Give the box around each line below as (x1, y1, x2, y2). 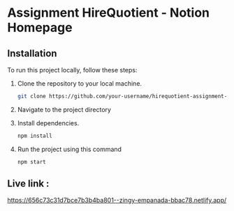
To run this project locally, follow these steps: (7, 66, 138, 74)
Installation (7, 47, 57, 59)
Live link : (7, 178, 50, 189)
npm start (17, 158, 47, 165)
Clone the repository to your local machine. (17, 79, 142, 88)
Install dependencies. (17, 118, 80, 127)
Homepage (7, 19, 73, 36)
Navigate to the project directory (17, 105, 112, 114)
